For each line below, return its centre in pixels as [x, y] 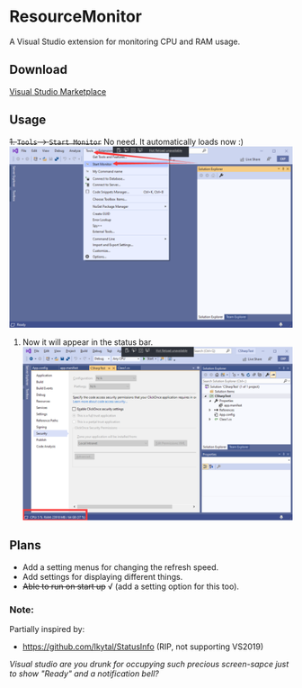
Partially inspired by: [47, 629]
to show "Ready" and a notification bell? [84, 674]
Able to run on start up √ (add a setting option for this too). [131, 586]
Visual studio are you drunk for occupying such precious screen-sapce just [149, 665]
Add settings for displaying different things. [102, 576]
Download [38, 70]
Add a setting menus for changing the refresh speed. [120, 567]
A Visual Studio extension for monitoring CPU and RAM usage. [125, 41]
